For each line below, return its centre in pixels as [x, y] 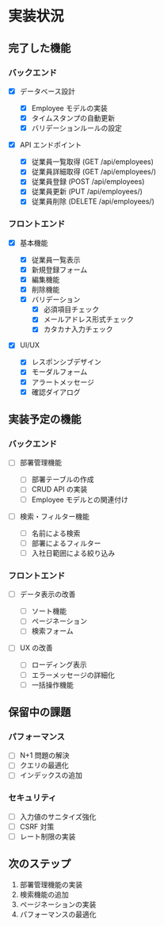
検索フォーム [52, 631]
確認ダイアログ [56, 392]
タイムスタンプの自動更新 [73, 118]
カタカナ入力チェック [78, 329]
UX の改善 [36, 648]
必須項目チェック [71, 309]
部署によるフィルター [66, 543]
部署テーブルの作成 [63, 480]
